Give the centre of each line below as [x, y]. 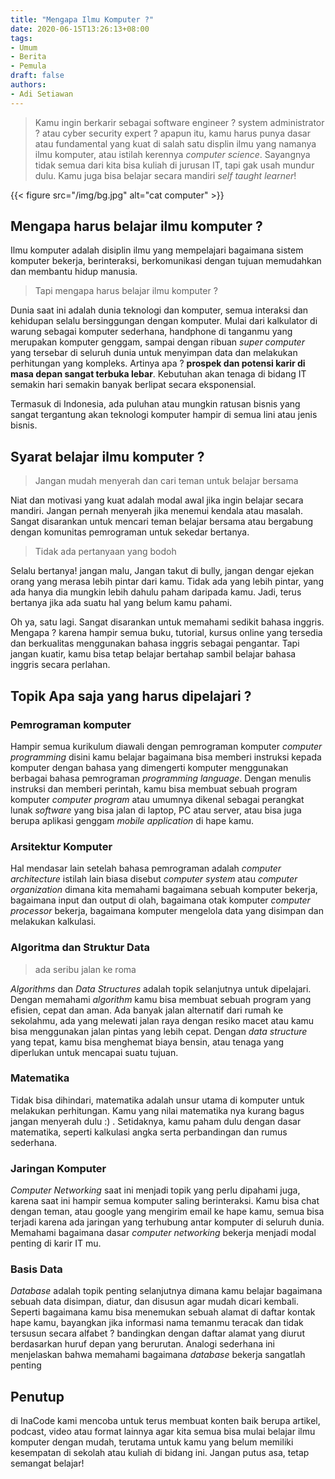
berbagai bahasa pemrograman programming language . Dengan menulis [161, 778]
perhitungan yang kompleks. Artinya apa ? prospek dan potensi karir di [158, 363]
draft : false [37, 76]
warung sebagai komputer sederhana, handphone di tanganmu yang [151, 332]
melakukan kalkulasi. [53, 922]
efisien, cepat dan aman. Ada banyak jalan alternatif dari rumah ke [147, 1010]
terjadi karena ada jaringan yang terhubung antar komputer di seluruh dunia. [167, 1222]
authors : [28, 85]
